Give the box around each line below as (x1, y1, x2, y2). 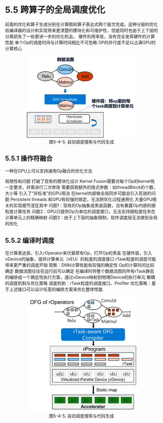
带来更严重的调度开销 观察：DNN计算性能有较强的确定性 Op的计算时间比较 (5, 262, 155, 268)
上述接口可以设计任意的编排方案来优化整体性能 (9, 286, 103, 292)
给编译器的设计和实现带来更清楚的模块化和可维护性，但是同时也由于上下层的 (5, 27, 158, 33)
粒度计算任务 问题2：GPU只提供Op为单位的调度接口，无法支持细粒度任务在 (5, 209, 156, 215)
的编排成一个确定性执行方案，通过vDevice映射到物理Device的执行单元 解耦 (5, 274, 155, 280)
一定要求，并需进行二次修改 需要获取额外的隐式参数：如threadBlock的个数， (5, 185, 158, 190)
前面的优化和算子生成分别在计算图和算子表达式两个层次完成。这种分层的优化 (5, 21, 158, 27)
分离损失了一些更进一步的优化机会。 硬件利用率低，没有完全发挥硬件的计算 (5, 33, 155, 39)
